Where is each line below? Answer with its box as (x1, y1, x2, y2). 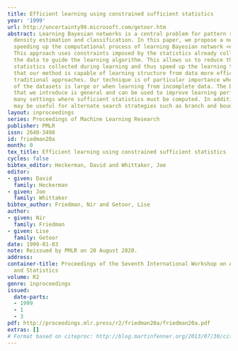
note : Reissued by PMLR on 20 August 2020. (7, 247, 138, 255)
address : (7, 254, 33, 261)
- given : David (7, 175, 52, 182)
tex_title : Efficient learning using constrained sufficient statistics (7, 149, 227, 156)
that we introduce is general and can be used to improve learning (13, 89, 217, 96)
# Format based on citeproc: (7, 333, 93, 340)
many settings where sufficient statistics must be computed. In (13, 96, 211, 103)
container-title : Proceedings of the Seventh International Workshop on (7, 260, 227, 267)
